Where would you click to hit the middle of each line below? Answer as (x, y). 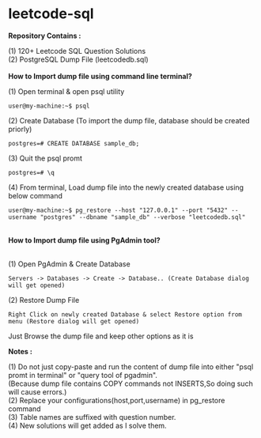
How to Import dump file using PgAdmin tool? (84, 240)
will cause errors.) (38, 391)
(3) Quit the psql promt (45, 158)
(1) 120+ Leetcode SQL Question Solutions (77, 51)
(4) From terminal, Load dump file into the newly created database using (126, 187)
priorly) (20, 129)
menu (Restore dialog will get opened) (74, 321)
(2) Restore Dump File (44, 300)
